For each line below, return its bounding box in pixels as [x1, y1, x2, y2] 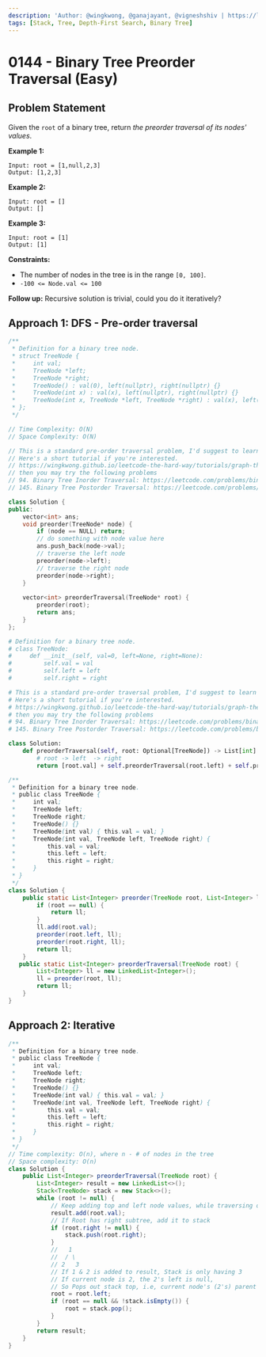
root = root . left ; [50, 1290, 112, 1298]
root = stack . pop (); [64, 1305, 133, 1313]
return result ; [36, 1327, 87, 1335]
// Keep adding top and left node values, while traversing [50, 1201, 253, 1210]
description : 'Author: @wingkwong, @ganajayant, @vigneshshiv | [8, 11, 225, 20]
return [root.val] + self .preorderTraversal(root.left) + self [36, 762, 249, 770]
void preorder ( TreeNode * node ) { [22, 520, 133, 528]
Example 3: [8, 219, 46, 228]
